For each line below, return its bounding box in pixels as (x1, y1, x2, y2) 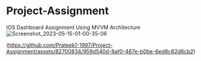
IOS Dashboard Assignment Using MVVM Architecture (6, 24, 141, 31)
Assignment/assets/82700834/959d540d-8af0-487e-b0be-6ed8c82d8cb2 (6, 47, 194, 54)
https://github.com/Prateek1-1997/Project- (8, 41, 113, 49)
